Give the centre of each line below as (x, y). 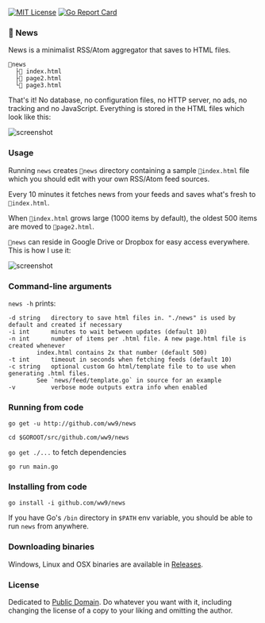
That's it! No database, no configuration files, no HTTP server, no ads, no (128, 100)
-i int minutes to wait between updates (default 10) (108, 332)
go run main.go (33, 467)
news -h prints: (32, 303)
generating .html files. (49, 373)
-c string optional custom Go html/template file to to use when (122, 366)
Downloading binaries (52, 547)
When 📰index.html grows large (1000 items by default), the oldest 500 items (133, 217)
